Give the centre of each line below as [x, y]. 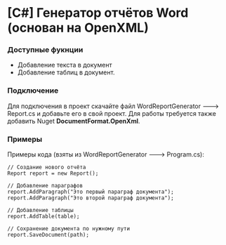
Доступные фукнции [45, 50]
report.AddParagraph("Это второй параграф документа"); [91, 198]
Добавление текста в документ [65, 65]
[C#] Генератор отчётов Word [98, 13]
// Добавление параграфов [45, 186]
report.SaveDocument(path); [48, 235]
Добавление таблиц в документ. [66, 72]
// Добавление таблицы [40, 211]
